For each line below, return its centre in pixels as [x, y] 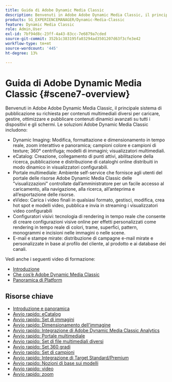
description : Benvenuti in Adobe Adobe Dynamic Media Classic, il [78, 15]
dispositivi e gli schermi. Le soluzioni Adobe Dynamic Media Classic [77, 124]
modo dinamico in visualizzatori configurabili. [60, 167]
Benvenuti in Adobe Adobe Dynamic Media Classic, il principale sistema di [84, 108]
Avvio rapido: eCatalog [37, 314]
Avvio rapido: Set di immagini [43, 320]
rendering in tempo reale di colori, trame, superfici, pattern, [75, 227]
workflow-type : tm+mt [28, 44]
